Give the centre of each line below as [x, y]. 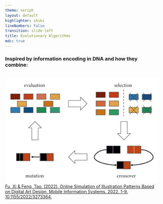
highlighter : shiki [25, 20]
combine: [17, 65]
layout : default [21, 15]
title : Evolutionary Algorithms [38, 36]
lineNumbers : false [25, 26]
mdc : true [15, 41]
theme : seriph [20, 10]
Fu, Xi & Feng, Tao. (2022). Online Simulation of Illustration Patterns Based [80, 186]
